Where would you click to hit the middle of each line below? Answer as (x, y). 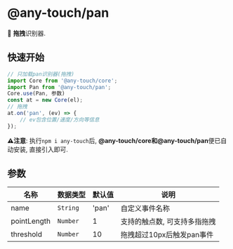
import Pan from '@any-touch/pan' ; (59, 87)
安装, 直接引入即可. (41, 149)
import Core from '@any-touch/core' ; (62, 81)
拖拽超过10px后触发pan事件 (167, 235)
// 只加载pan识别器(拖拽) (41, 74)
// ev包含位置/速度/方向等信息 (60, 120)
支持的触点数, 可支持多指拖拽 (168, 222)
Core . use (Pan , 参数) (36, 94)
